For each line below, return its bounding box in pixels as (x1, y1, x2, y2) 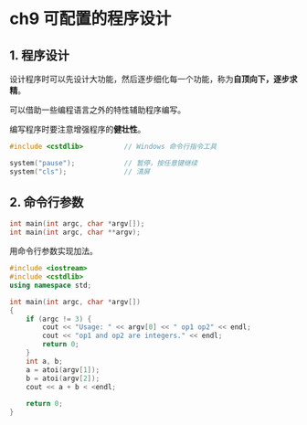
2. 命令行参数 (9, 195, 84, 210)
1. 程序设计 (9, 48, 70, 63)
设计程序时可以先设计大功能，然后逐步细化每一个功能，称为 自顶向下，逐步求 (9, 74, 298, 84)
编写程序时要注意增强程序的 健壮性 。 (9, 124, 146, 134)
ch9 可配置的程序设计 (9, 8, 172, 29)
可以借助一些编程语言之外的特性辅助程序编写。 (9, 104, 185, 115)
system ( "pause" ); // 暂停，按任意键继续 (9, 158, 198, 167)
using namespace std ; (9, 281, 92, 290)
